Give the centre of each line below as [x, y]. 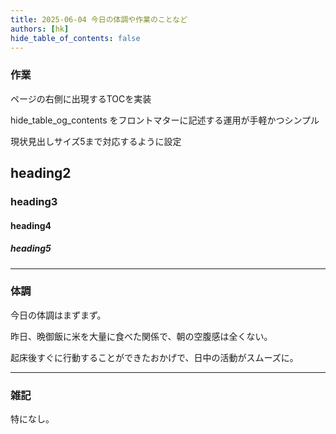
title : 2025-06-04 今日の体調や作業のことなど [99, 19]
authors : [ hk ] [40, 29]
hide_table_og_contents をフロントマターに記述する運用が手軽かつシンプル [165, 120]
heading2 [41, 173]
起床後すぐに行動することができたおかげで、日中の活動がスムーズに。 [154, 357]
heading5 [31, 248]
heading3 [34, 201]
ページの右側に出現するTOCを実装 [81, 98]
